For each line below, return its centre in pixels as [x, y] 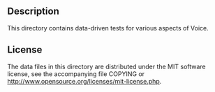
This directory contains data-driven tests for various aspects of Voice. [108, 28]
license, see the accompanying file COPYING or [76, 74]
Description [33, 11]
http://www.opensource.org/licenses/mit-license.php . [84, 81]
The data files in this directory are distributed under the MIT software [106, 66]
